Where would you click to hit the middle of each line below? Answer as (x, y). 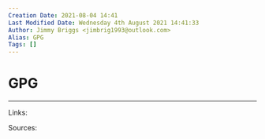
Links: (18, 113)
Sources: (23, 128)
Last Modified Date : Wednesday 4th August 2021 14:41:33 (104, 23)
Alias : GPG (26, 37)
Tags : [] (22, 45)
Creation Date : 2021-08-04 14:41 (63, 15)
